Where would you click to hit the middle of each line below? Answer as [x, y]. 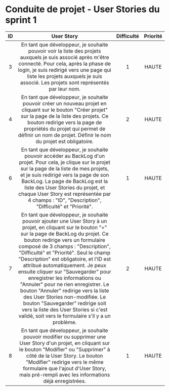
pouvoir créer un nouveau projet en [65, 103]
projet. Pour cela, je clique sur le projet [65, 162]
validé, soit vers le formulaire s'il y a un [65, 316]
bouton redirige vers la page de [65, 122]
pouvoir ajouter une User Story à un [65, 221]
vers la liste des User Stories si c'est [65, 310]
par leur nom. [65, 89]
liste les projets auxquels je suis [65, 76]
